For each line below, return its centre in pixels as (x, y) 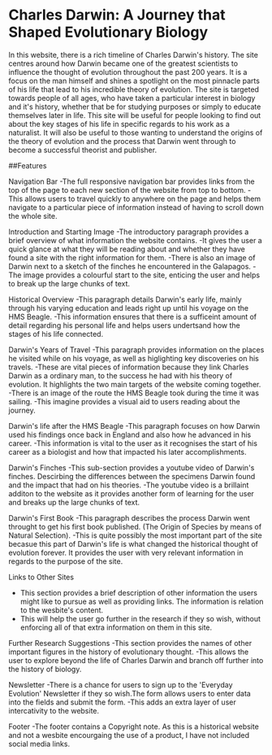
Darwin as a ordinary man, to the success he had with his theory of (121, 375)
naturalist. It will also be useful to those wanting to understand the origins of (136, 133)
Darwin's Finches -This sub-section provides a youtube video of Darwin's (132, 467)
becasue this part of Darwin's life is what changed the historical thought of (133, 543)
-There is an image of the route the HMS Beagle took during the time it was (134, 393)
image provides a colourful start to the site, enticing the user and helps (142, 275)
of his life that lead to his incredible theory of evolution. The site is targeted (134, 89)
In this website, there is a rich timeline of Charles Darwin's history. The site (133, 55)
